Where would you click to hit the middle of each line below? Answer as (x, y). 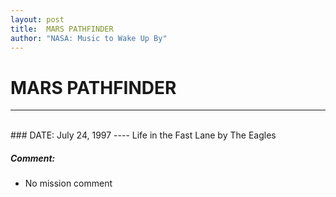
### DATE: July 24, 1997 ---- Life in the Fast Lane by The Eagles (143, 135)
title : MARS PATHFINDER (62, 29)
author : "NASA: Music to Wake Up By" (89, 38)
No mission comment (68, 183)
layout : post (37, 19)
